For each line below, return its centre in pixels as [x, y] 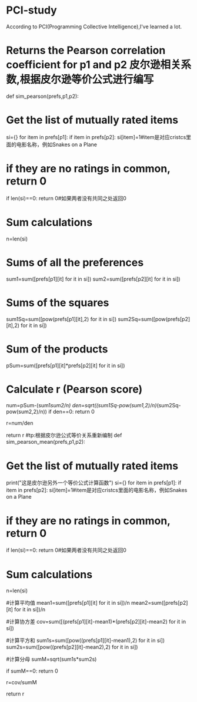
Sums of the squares [58, 303]
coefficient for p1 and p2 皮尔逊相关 [94, 65]
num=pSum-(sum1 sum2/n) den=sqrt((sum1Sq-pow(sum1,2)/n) [81, 406]
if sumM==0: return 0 [32, 671]
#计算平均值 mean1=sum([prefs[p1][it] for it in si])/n [68, 603]
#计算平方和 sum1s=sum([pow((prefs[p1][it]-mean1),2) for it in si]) [86, 641]
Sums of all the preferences [75, 262]
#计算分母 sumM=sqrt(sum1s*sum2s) [51, 659]
